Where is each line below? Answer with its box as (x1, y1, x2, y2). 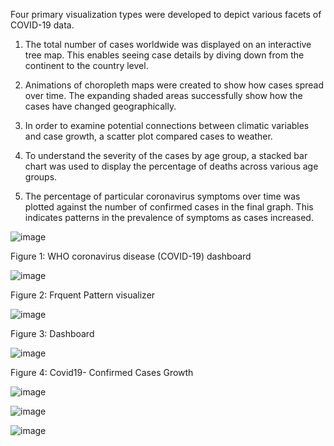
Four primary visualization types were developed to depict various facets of (10, 9, 322, 20)
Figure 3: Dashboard (10, 328, 95, 339)
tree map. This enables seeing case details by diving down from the (24, 49, 305, 61)
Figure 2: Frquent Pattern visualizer (10, 289, 156, 301)
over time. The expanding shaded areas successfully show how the (24, 90, 303, 101)
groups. (24, 171, 58, 183)
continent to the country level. (24, 60, 149, 71)
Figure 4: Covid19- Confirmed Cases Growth (10, 367, 194, 378)
